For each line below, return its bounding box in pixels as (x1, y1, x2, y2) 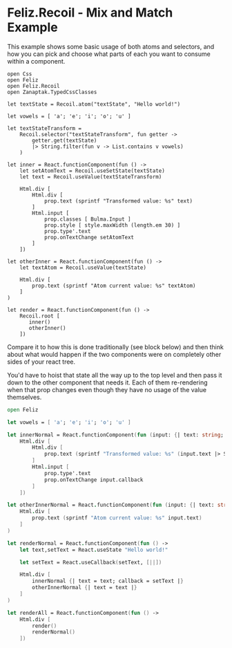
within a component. (7, 57, 66, 65)
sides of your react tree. (7, 358, 76, 366)
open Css (7, 71, 32, 77)
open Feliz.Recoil (7, 82, 60, 89)
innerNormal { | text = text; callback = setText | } (32, 577, 184, 585)
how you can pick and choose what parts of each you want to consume (7, 50, 211, 58)
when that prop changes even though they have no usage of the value (7, 385, 207, 394)
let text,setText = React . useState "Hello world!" (19, 546, 168, 553)
